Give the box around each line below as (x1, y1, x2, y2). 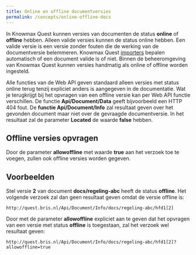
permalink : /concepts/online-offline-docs (6, 14, 111, 20)
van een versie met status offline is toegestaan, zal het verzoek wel (6, 222, 169, 229)
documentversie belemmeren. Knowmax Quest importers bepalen (6, 49, 165, 56)
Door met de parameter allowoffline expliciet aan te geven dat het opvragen (6, 215, 190, 223)
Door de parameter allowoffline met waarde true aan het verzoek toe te (6, 149, 180, 156)
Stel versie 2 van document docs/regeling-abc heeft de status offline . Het (6, 188, 187, 195)
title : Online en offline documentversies (6, 8, 111, 15)
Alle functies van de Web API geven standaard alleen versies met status (6, 79, 180, 86)
